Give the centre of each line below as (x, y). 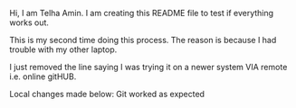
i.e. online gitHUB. (43, 76)
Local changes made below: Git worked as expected (107, 94)
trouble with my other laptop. (63, 49)
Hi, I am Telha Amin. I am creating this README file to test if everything (142, 13)
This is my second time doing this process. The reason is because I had (143, 40)
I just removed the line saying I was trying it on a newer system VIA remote (148, 67)
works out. (29, 22)
